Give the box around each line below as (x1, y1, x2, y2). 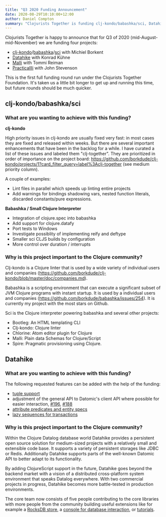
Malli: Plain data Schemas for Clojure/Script (12, 335, 101, 341)
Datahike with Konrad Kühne (12, 55, 71, 61)
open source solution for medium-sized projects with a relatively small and (5, 440, 157, 446)
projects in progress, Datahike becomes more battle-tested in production (5, 481, 154, 487)
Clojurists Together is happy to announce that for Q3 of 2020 (5, 35, 129, 40)
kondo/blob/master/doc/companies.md (5, 275, 85, 281)
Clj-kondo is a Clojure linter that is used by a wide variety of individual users (5, 265, 160, 271)
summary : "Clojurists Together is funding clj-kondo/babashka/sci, (5, 21, 147, 26)
